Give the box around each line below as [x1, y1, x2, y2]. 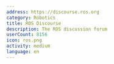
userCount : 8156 [6, 32, 48, 38]
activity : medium [6, 43, 51, 49]
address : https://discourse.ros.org [6, 9, 99, 15]
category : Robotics [6, 15, 56, 21]
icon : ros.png [6, 37, 43, 43]
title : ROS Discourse [6, 20, 62, 26]
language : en [6, 49, 40, 55]
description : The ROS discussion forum [6, 26, 108, 32]
